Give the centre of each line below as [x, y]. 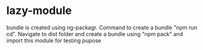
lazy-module [39, 11]
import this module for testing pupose [54, 40]
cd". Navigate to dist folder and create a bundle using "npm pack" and [95, 34]
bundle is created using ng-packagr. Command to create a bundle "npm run [102, 27]
